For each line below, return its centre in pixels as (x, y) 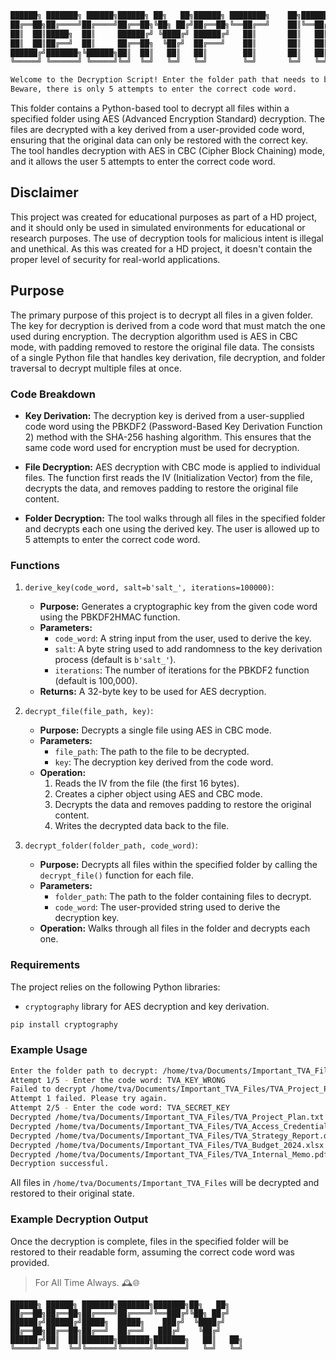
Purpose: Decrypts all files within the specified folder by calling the (178, 865)
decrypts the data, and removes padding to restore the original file (161, 488)
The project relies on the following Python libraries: (115, 987)
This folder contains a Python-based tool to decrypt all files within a (150, 108)
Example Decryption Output (79, 1219)
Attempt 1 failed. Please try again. (89, 1099)
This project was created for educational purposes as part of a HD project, (164, 217)
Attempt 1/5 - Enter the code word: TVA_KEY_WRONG (118, 1080)
